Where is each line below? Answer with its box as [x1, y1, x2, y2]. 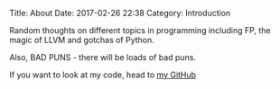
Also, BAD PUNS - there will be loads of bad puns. [9, 52, 197, 62]
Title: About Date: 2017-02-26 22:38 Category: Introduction [9, 8, 231, 18]
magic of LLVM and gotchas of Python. [9, 35, 155, 45]
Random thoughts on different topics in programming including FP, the [9, 25, 271, 35]
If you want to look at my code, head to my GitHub [9, 69, 197, 80]
